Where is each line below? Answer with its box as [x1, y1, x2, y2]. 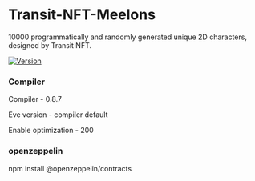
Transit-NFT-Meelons [8, 6, 156, 24]
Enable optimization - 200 [8, 126, 94, 135]
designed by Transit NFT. [8, 40, 92, 50]
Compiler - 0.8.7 [8, 95, 63, 104]
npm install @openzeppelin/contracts [8, 163, 132, 173]
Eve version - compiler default [8, 110, 108, 119]
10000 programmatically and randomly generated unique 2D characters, [8, 32, 247, 42]
